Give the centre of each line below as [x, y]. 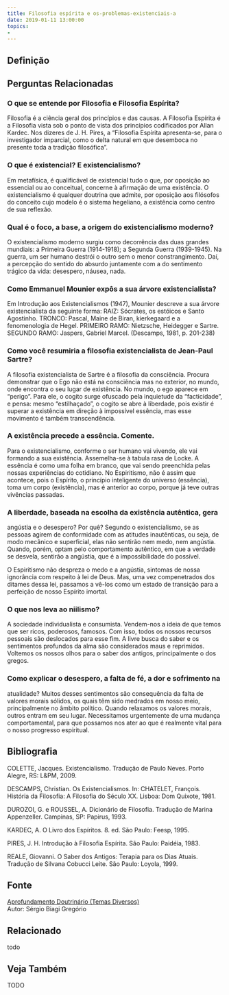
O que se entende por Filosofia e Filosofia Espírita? [93, 103]
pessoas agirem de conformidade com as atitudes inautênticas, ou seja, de [113, 535]
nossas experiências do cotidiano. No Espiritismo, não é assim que [101, 472]
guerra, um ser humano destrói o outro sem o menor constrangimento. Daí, [113, 256]
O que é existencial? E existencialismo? [74, 165]
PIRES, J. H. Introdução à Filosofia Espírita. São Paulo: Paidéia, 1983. [104, 843]
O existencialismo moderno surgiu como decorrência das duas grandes [108, 242]
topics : [18, 26]
